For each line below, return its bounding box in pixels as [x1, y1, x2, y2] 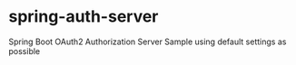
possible [8, 45, 41, 56]
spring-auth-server [8, 6, 159, 27]
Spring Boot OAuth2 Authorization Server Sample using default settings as [8, 36, 287, 47]
